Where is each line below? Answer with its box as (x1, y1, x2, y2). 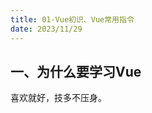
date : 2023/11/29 (10, 24, 83, 34)
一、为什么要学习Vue (10, 63, 142, 80)
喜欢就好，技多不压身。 (10, 92, 107, 104)
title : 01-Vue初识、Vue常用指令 (10, 14, 135, 25)
